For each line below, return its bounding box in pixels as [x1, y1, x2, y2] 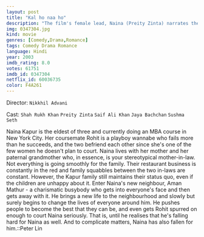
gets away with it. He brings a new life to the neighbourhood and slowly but [6, 193, 195, 199]
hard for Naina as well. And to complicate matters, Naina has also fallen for [6, 218, 193, 225]
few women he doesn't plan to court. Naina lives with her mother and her [6, 147, 189, 154]
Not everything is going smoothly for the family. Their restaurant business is [6, 160, 196, 167]
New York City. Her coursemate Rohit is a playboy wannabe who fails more [6, 134, 194, 142]
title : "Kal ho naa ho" [6, 15, 67, 21]
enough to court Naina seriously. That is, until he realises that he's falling [6, 212, 188, 219]
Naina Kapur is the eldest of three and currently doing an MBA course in [6, 128, 187, 135]
